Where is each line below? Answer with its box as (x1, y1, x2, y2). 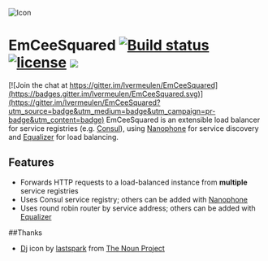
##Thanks (8, 228, 43, 237)
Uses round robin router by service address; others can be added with (19, 203, 256, 213)
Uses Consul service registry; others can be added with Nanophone (19, 194, 249, 204)
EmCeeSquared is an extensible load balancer (106, 115, 261, 124)
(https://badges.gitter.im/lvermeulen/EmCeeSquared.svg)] (8, 89, 204, 98)
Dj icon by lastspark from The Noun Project (19, 243, 165, 253)
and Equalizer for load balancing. (8, 132, 119, 141)
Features (8, 155, 54, 170)
